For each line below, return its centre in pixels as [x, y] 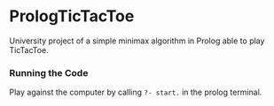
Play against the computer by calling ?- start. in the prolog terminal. [136, 92]
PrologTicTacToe [72, 16]
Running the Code [49, 72]
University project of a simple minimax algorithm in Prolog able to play [137, 41]
